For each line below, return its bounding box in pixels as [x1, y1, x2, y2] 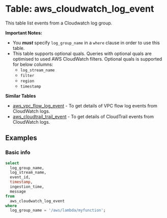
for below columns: [12, 61, 53, 67]
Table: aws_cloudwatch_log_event [5, 3, 154, 15]
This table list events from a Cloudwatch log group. [5, 20, 113, 26]
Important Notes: [5, 30, 42, 36]
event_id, [10, 175, 31, 180]
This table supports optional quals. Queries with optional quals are [12, 50, 152, 57]
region [20, 78, 35, 84]
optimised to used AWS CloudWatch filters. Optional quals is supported [12, 56, 162, 62]
